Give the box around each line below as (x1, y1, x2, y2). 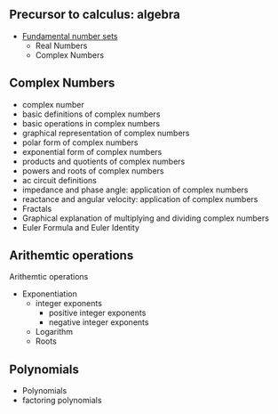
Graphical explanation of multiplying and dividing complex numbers (21, 213, 269, 223)
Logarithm (35, 327, 74, 337)
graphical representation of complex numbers (21, 127, 190, 138)
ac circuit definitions (21, 175, 98, 185)
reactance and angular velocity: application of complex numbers (21, 193, 258, 204)
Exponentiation (21, 288, 77, 299)
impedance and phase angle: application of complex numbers (21, 184, 249, 195)
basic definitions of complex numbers (21, 109, 161, 119)
